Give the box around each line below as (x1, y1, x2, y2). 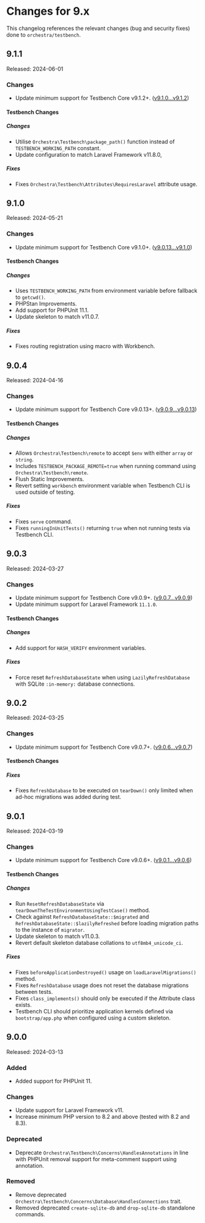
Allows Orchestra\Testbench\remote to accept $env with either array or (15, 449, 193, 456)
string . (15, 455, 34, 463)
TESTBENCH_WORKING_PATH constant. (15, 144, 101, 151)
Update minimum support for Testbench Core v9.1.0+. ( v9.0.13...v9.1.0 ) (15, 243, 193, 251)
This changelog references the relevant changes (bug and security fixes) (6, 25, 190, 32)
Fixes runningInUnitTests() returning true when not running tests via (15, 524, 191, 531)
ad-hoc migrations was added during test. (15, 793, 121, 801)
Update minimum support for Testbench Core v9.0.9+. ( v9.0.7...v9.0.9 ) (15, 594, 193, 601)
